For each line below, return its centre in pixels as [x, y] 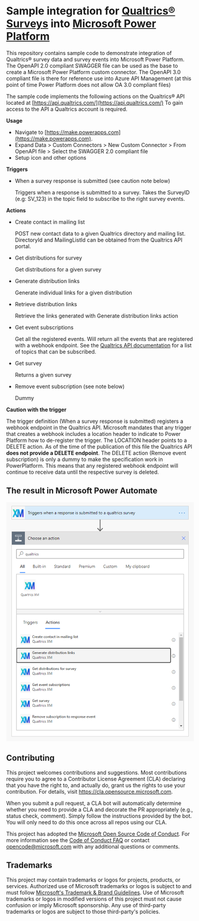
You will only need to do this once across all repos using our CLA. [87, 822]
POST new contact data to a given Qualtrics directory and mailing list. [100, 233]
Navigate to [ [31, 132]
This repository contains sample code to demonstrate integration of [89, 53]
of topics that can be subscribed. [55, 352]
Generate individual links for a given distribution [73, 292]
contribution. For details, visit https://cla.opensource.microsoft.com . [90, 791]
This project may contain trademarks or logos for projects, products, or [93, 880]
